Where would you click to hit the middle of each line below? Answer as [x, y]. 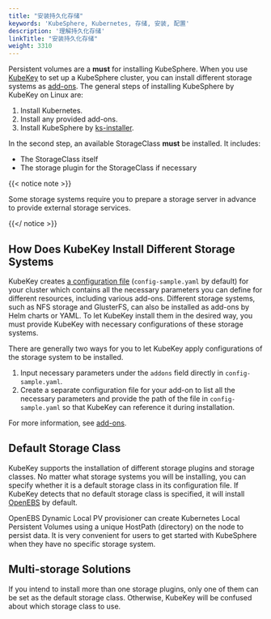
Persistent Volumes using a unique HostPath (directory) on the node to [126, 527]
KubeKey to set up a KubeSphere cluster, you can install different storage [130, 78]
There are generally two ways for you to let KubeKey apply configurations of [135, 348]
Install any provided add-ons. [69, 119]
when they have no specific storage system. [82, 544]
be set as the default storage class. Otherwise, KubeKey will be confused [130, 597]
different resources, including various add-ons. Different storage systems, [132, 298]
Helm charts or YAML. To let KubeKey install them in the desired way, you [131, 315]
